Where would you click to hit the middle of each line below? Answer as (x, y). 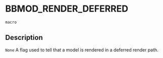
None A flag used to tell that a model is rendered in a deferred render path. (82, 50)
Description (24, 38)
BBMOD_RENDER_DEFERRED (67, 9)
